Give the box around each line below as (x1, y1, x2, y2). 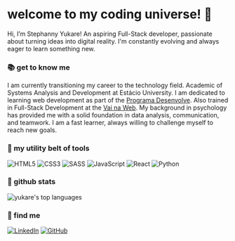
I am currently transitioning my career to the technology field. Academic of (7, 81, 223, 90)
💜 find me (7, 210, 41, 220)
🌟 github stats (7, 177, 56, 187)
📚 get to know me (7, 63, 70, 72)
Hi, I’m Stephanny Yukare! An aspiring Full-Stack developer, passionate (7, 30, 213, 38)
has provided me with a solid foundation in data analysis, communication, (7, 111, 220, 119)
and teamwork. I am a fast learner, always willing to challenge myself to (7, 119, 214, 127)
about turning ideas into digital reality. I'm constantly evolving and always (7, 37, 220, 45)
